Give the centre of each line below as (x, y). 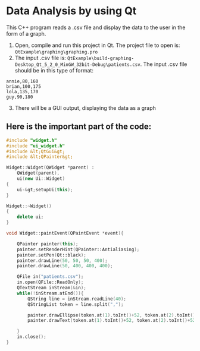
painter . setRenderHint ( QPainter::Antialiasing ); (78, 249)
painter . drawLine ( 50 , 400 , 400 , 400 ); (65, 266)
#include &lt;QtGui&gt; (36, 151)
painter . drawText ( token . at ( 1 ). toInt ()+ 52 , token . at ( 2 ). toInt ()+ (109, 321)
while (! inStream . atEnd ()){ (50, 293)
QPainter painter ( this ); (48, 244)
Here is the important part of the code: (79, 127)
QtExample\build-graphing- (101, 58)
